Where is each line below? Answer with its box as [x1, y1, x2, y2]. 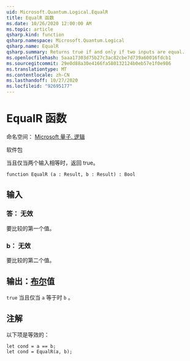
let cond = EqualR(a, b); [6, 348, 72, 355]
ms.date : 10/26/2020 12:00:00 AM [6, 20, 92, 26]
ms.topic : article [6, 26, 53, 33]
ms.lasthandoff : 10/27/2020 [6, 77, 78, 83]
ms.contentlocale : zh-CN [6, 72, 70, 78]
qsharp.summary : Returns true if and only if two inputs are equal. [6, 49, 185, 55]
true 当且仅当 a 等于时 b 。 [6, 293, 74, 301]
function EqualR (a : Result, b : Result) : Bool [6, 171, 136, 177]
